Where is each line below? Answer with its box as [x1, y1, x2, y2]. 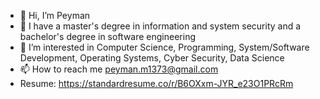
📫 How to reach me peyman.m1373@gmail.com [19, 63, 219, 75]
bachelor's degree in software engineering [19, 31, 196, 42]
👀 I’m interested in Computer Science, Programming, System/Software [19, 41, 310, 53]
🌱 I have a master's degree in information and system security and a [19, 20, 302, 32]
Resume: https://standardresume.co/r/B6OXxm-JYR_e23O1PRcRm [19, 78, 294, 89]
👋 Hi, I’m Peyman [19, 10, 91, 21]
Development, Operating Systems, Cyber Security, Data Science [19, 52, 285, 64]
